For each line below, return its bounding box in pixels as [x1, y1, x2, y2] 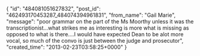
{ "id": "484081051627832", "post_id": [6, 5, 101, 12]
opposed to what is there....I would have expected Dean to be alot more [6, 31, 184, 38]
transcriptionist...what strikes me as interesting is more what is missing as [6, 24, 189, 31]
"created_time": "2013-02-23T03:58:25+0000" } [6, 43, 127, 51]
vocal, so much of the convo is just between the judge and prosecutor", [6, 37, 184, 44]
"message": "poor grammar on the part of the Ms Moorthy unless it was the [6, 18, 194, 25]
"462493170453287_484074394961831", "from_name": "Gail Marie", [6, 11, 176, 19]
